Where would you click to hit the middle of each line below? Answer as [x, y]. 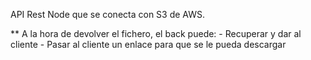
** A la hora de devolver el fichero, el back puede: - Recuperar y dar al [156, 33]
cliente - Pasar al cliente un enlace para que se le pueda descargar [148, 44]
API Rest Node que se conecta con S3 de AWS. [108, 14]
